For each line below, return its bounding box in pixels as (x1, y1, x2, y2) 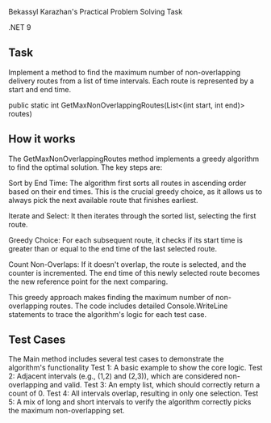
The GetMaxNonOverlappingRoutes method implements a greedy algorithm (8, 154, 260, 163)
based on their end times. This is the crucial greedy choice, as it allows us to (8, 186, 263, 197)
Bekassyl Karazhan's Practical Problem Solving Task (8, 7, 183, 16)
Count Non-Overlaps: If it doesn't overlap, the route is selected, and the (8, 259, 247, 269)
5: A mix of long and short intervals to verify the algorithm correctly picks (8, 397, 252, 407)
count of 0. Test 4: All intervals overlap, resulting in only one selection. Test (8, 388, 259, 399)
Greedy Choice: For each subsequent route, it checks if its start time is (8, 235, 244, 245)
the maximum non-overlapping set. (8, 406, 125, 416)
